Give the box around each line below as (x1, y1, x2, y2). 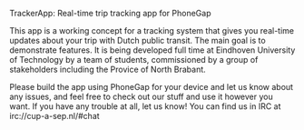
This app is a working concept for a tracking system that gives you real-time (9, 25, 295, 35)
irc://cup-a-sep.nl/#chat (9, 111, 100, 121)
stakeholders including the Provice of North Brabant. (9, 64, 206, 75)
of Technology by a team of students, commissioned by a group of (9, 55, 259, 65)
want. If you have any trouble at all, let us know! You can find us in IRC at (9, 101, 281, 112)
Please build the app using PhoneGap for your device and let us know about (9, 82, 293, 92)
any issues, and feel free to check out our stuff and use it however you (9, 91, 274, 102)
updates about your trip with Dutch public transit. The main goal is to (9, 35, 266, 45)
